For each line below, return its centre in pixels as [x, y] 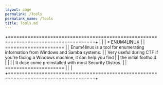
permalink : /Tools [24, 14]
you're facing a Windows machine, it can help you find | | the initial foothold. [81, 58]
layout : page [18, 9]
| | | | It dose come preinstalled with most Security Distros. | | [66, 63]
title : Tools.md [21, 23]
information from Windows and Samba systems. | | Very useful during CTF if [81, 52]
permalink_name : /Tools [29, 18]
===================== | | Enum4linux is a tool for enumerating [75, 47]
